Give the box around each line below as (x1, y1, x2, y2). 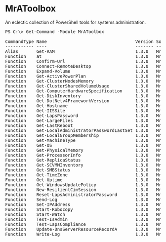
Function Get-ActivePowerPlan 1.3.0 (5, 73, 149, 79)
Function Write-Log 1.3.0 (5, 231, 149, 237)
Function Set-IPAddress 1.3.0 (5, 202, 149, 207)
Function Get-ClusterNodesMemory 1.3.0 (5, 78, 149, 84)
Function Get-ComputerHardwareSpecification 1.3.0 (5, 88, 149, 94)
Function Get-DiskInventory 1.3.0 (5, 93, 149, 99)
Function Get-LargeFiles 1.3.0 (5, 118, 149, 123)
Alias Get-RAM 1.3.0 (5, 48, 149, 54)
